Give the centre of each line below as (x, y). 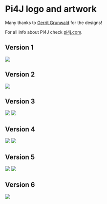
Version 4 (20, 129)
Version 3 (20, 101)
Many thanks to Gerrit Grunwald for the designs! (54, 23)
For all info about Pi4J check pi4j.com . (44, 32)
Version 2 (20, 75)
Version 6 (20, 185)
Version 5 (20, 157)
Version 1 (19, 48)
